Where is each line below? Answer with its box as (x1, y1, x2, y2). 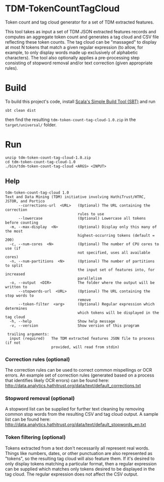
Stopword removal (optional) (5, 395, 75, 402)
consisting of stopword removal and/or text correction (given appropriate (5, 60, 153, 66)
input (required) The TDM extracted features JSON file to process (9, 336, 155, 341)
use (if (5, 246, 21, 251)
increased (5, 272, 26, 277)
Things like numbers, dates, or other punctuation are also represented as (5, 450, 153, 456)
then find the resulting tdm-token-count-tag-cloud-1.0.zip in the (5, 116, 136, 123)
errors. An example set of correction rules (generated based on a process (5, 372, 155, 378)
